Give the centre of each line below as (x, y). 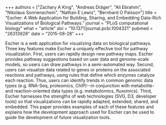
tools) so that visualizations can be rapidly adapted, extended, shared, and (82, 101)
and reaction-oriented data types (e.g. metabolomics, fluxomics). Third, (79, 91)
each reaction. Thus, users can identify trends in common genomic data (79, 80)
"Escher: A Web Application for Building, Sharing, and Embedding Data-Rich (83, 18)
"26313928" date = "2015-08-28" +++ (45, 34)
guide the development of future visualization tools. (58, 117)
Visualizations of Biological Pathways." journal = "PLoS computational (77, 23)
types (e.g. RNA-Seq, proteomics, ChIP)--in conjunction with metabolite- (80, 86)
